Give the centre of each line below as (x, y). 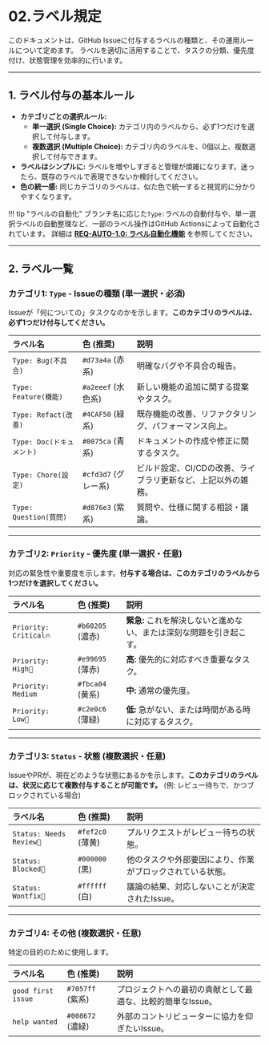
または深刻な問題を (178, 632)
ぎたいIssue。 (143, 1029)
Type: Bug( (33, 361)
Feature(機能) (38, 397)
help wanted (35, 1022)
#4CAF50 (97, 415)
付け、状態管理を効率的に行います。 (67, 60)
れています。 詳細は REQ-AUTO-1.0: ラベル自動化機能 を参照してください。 (133, 233)
